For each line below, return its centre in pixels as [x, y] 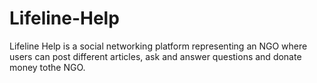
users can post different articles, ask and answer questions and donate [155, 56]
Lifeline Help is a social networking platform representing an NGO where [158, 46]
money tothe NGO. [47, 67]
